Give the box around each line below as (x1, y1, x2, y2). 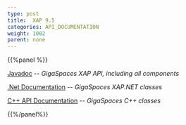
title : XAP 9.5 (7, 17, 55, 24)
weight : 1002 (7, 29, 46, 37)
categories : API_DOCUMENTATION (7, 23, 99, 30)
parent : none (7, 37, 46, 44)
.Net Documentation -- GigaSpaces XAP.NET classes (7, 83, 163, 91)
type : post (7, 10, 39, 18)
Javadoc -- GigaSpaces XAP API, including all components (7, 70, 180, 78)
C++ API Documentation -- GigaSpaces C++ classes (7, 96, 161, 105)
